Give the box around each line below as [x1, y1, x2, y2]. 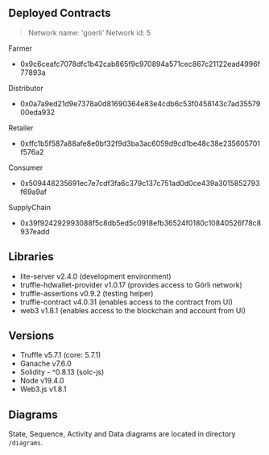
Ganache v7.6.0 [19, 358, 72, 369]
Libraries [8, 250, 54, 264]
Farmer [8, 43, 32, 53]
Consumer [8, 163, 43, 172]
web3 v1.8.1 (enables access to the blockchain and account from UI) [19, 305, 246, 315]
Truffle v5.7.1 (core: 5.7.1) [19, 350, 101, 360]
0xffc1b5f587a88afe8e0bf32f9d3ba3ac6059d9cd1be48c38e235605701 [19, 139, 260, 148]
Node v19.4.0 [19, 376, 64, 386]
